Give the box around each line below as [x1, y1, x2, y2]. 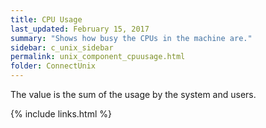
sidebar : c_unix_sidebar [10, 42, 114, 53]
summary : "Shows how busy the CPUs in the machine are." [10, 33, 253, 43]
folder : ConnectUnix [10, 61, 97, 71]
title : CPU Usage [10, 14, 83, 25]
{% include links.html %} [10, 108, 112, 120]
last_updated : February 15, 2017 [10, 24, 150, 34]
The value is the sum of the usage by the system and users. [10, 89, 257, 100]
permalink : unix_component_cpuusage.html [10, 52, 186, 62]
